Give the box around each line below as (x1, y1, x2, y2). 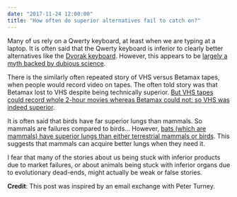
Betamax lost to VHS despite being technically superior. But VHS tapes (7, 88, 214, 96)
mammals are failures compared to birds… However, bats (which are (7, 124, 207, 133)
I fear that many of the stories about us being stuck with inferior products (7, 153, 221, 162)
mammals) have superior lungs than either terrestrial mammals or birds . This (7, 132, 230, 140)
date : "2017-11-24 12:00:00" (7, 10, 93, 18)
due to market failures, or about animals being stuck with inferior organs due (7, 160, 231, 169)
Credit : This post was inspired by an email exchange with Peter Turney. (7, 181, 216, 190)
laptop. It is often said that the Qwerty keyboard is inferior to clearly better (7, 44, 224, 52)
